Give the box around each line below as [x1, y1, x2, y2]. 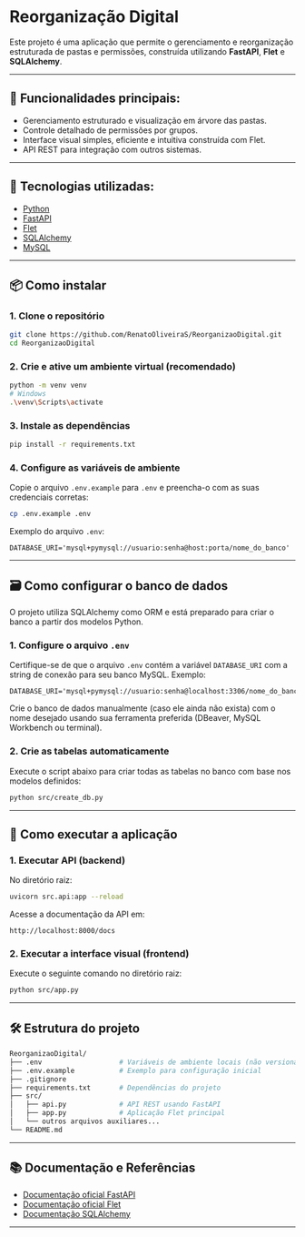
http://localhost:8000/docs [9, 927, 116, 936]
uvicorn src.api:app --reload [9, 892, 124, 902]
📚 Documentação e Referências [9, 1161, 196, 1176]
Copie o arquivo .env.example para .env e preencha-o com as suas [9, 482, 261, 493]
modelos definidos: [9, 776, 82, 786]
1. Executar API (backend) [9, 854, 125, 867]
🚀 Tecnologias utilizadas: [9, 179, 154, 195]
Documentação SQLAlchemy [22, 1208, 132, 1219]
